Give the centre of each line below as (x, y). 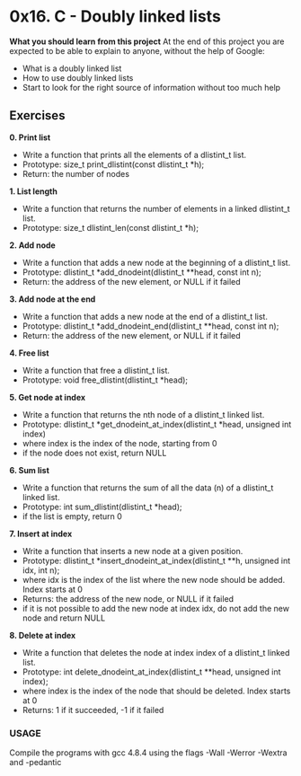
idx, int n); (41, 570)
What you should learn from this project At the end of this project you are (147, 41)
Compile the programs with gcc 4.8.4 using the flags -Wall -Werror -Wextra (148, 753)
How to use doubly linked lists (78, 77)
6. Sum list (29, 470)
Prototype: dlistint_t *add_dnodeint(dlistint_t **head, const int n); (142, 272)
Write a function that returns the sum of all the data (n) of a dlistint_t (148, 488)
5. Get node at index (48, 397)
